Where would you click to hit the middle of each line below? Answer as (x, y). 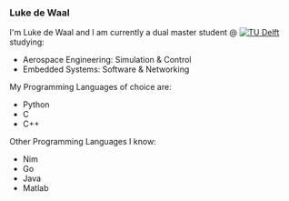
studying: (27, 42)
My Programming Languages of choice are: (90, 87)
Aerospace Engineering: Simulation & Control (107, 60)
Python (36, 105)
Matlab (35, 188)
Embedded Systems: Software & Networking (106, 69)
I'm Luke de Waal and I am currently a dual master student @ (124, 33)
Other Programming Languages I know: (83, 142)
